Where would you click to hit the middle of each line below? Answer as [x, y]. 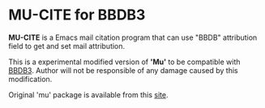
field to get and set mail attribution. [67, 45]
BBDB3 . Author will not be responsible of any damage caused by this [123, 70]
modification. [30, 79]
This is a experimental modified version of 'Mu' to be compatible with [124, 62]
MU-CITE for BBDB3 [77, 15]
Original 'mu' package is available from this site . [88, 94]
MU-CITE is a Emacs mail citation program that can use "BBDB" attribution [133, 37]
